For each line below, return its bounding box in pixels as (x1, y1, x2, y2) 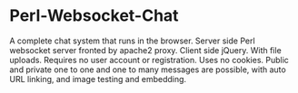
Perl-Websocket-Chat (9, 5, 179, 26)
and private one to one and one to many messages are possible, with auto (9, 64, 286, 75)
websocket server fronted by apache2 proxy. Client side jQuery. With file (9, 44, 282, 55)
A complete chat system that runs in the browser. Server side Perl (9, 35, 256, 46)
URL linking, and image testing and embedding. (9, 73, 187, 84)
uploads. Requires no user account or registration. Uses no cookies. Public (9, 54, 289, 65)
